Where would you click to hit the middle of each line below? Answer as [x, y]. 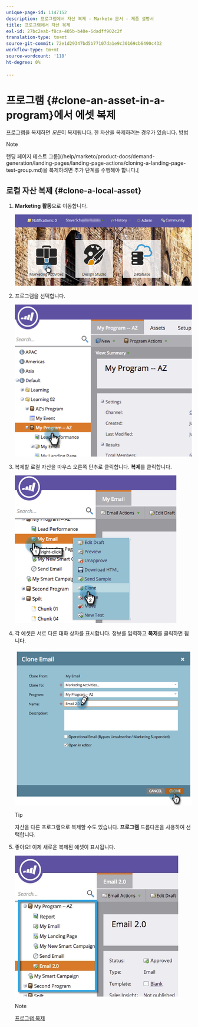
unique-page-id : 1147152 [37, 12]
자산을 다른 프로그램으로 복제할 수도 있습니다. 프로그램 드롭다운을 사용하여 [100, 827]
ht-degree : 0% [24, 62]
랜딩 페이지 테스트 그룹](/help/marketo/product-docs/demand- [80, 157]
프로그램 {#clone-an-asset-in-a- [85, 100]
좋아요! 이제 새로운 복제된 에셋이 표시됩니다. [65, 847]
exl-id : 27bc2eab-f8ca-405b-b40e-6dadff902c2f [64, 31]
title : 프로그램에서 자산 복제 [38, 25]
